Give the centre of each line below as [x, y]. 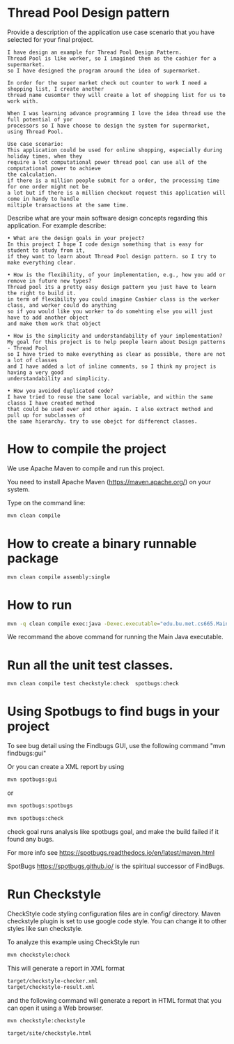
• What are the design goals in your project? [76, 238]
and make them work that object [54, 323]
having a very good [36, 372]
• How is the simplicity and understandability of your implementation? [115, 336]
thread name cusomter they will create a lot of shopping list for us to [117, 95]
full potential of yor [40, 119]
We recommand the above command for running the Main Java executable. [115, 637]
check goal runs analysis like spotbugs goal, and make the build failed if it [113, 831]
